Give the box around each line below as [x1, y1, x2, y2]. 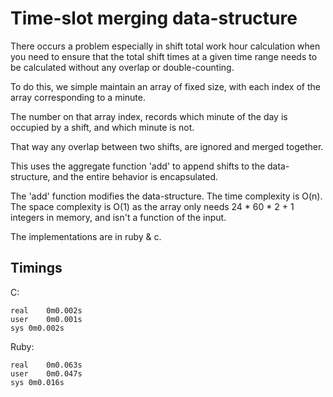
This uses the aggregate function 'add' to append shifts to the [10, 160, 266, 172]
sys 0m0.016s [10, 377, 65, 387]
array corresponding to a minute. [10, 91, 146, 103]
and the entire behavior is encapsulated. [52, 170, 219, 182]
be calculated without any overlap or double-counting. [10, 61, 235, 73]
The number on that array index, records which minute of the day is [10, 110, 288, 122]
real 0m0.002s [10, 305, 83, 316]
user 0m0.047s [10, 368, 83, 379]
